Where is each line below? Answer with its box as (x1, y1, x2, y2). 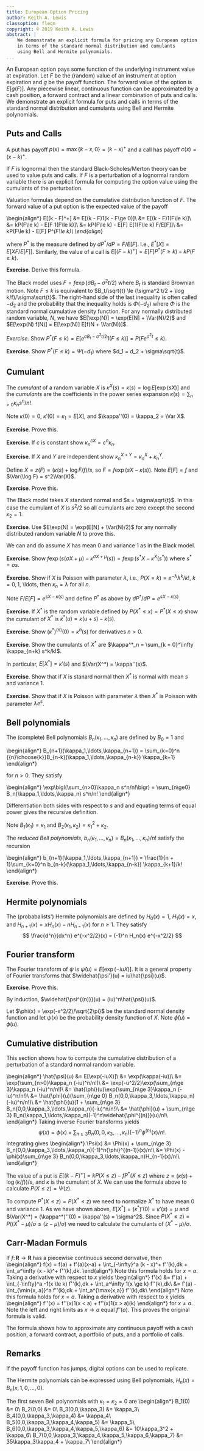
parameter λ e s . (6, 699, 44, 707)
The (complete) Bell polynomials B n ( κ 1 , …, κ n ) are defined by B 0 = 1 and (6, 733, 185, 742)
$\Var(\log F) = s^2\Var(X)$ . (6, 472, 76, 480)
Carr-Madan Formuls (6, 1238, 88, 1248)
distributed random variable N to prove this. (6, 530, 116, 538)
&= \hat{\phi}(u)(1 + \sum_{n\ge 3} (34, 1099, 121, 1106)
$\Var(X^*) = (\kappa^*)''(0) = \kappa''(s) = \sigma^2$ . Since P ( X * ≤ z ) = (6, 1212, 190, 1220)
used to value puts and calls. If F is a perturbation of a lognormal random (6, 171, 189, 179)
